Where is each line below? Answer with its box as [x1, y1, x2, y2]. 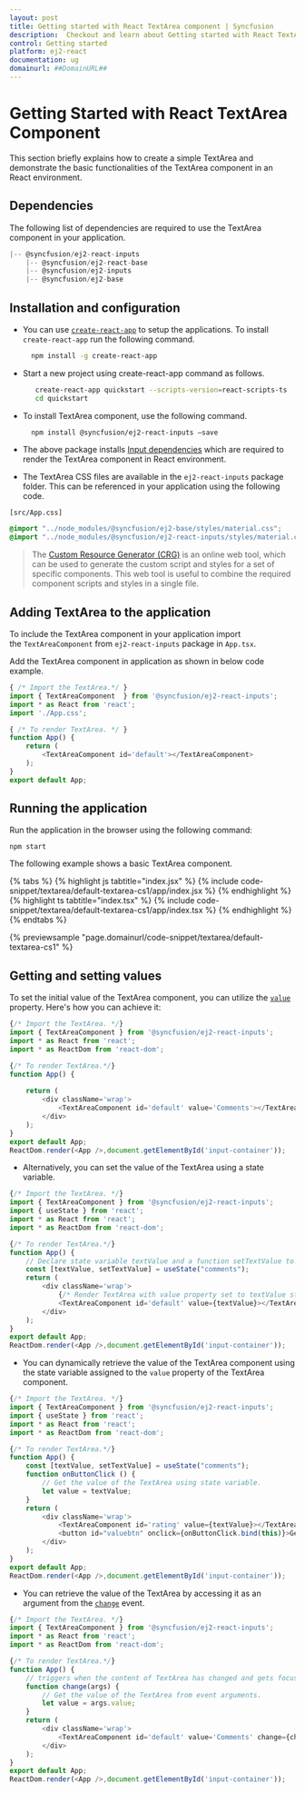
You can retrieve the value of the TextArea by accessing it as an [22, 1588, 261, 1599]
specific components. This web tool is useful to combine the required [31, 569, 291, 580]
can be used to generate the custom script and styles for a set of [31, 559, 275, 570]
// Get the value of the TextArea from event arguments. [42, 1690, 261, 1699]
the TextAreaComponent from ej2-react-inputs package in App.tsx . [9, 638, 257, 649]
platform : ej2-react [9, 47, 88, 56]
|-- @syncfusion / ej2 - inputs [25, 266, 132, 275]
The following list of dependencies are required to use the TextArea [9, 222, 261, 233]
